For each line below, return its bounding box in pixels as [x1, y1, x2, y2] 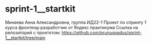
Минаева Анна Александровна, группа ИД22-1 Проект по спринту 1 [5, 19, 147, 25]
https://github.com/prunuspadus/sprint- [61, 30, 142, 35]
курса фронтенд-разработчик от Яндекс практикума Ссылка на [5, 24, 138, 30]
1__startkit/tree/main [5, 35, 45, 41]
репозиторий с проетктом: [5, 30, 61, 35]
